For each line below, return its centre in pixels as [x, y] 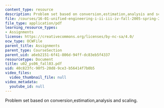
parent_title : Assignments [32, 46]
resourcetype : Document [29, 59]
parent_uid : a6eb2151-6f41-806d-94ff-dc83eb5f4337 [58, 55]
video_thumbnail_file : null [38, 77]
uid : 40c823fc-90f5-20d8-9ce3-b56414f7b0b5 [50, 69]
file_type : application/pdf [34, 23]
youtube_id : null [27, 86]
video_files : [18, 73]
